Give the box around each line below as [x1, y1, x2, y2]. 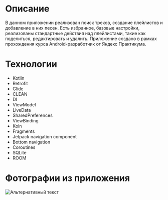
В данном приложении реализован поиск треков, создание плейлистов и [5, 20, 163, 26]
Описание [5, 3, 50, 15]
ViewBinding [12, 117, 39, 123]
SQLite [12, 149, 27, 155]
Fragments [12, 128, 35, 134]
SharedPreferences [12, 112, 53, 118]
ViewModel [12, 101, 36, 108]
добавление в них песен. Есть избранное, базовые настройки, [5, 25, 140, 31]
